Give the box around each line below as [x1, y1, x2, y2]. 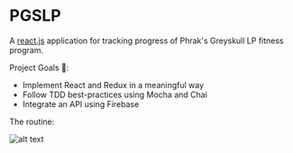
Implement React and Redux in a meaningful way [22, 79, 205, 90]
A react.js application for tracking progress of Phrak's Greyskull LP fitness [9, 35, 284, 46]
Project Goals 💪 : [9, 62, 69, 73]
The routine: [9, 116, 55, 127]
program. [9, 44, 44, 55]
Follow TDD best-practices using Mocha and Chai [22, 89, 207, 100]
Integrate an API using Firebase [22, 98, 140, 109]
